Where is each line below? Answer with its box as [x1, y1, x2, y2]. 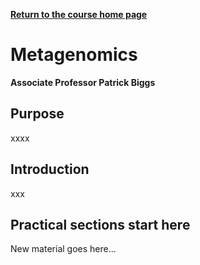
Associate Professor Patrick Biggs [10, 76, 156, 88]
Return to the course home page [10, 9, 148, 20]
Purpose [10, 105, 65, 123]
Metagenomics [10, 44, 138, 66]
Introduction [10, 161, 90, 178]
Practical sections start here [10, 216, 191, 233]
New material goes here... [10, 243, 117, 255]
